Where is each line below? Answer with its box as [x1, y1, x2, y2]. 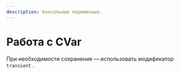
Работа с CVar [6, 35, 81, 49]
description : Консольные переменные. [6, 8, 103, 15]
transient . [6, 61, 35, 69]
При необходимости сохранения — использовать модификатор [6, 55, 174, 62]
